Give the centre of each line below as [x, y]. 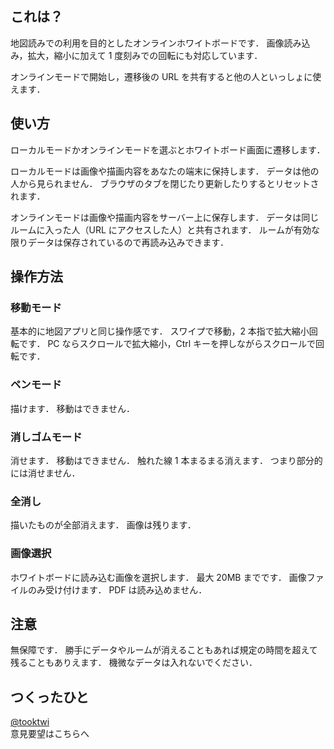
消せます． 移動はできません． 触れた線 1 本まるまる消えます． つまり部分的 [166, 460]
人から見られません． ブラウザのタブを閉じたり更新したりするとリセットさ [165, 183]
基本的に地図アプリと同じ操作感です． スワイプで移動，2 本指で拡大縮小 [160, 331]
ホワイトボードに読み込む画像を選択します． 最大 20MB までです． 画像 [158, 577]
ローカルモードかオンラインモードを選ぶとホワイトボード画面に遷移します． [168, 149]
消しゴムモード [46, 437]
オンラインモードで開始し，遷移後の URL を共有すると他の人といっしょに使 [166, 76]
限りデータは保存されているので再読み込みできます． [120, 242]
